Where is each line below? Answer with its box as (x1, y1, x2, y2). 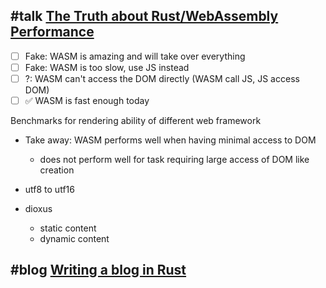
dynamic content (39, 233, 110, 245)
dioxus (24, 203, 53, 215)
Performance (10, 24, 95, 41)
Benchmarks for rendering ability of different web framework (10, 115, 262, 127)
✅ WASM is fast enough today (24, 95, 150, 106)
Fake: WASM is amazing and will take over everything (24, 50, 246, 62)
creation (39, 164, 75, 176)
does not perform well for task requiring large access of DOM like (39, 154, 310, 166)
